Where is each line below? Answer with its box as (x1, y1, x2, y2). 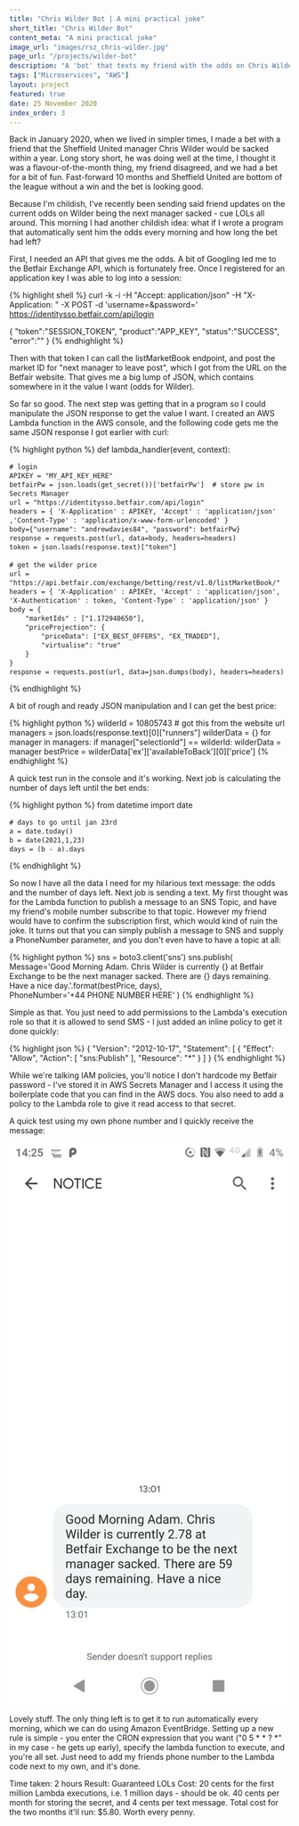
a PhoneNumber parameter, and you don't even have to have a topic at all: (9, 934, 282, 945)
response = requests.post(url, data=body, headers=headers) (9, 534, 238, 543)
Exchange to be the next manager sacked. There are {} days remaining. (9, 971, 271, 982)
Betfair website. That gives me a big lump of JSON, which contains (9, 372, 255, 382)
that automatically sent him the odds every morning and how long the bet (9, 227, 278, 238)
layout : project (9, 80, 69, 89)
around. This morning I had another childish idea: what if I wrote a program (9, 218, 284, 228)
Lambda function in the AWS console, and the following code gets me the (9, 417, 279, 428)
